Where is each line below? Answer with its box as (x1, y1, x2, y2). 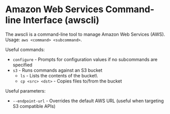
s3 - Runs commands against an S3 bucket (12, 67, 103, 73)
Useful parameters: (5, 88, 46, 94)
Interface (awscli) (22, 14, 99, 26)
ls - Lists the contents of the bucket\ (20, 72, 98, 78)
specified (12, 62, 33, 68)
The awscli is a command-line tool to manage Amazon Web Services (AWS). (5, 31, 165, 37)
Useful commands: (5, 46, 45, 52)
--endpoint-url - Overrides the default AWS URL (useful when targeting (12, 98, 164, 104)
